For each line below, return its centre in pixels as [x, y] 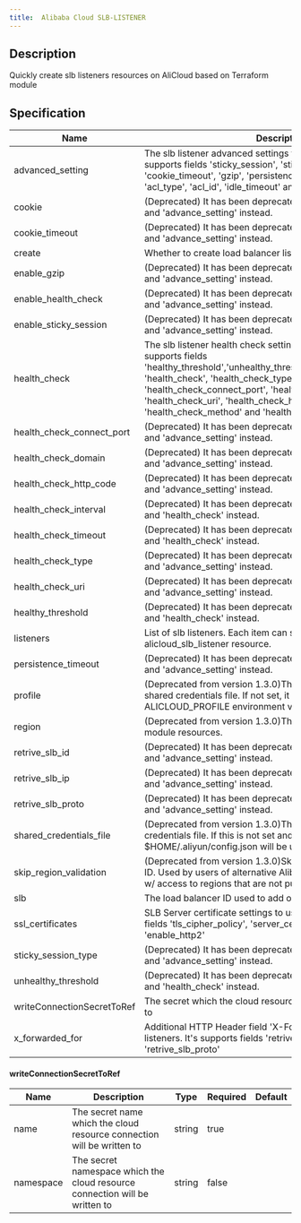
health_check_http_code [65, 484]
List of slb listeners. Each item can [216, 633]
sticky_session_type [56, 955]
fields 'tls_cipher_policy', [196, 924]
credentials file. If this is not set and [219, 836]
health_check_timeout [60, 536]
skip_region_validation [60, 873]
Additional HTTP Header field [206, 1027]
